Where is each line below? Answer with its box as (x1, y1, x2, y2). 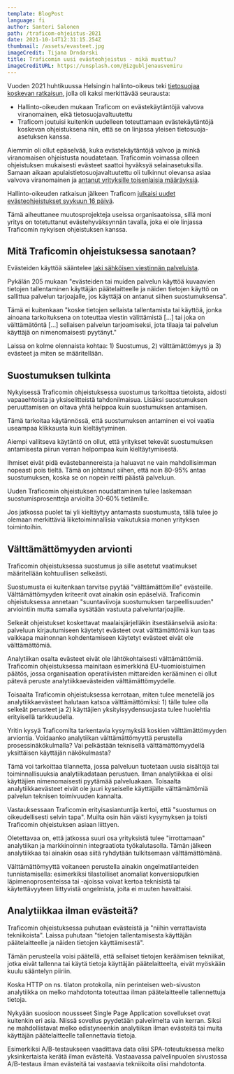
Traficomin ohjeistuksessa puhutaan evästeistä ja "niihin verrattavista (7, 923, 207, 932)
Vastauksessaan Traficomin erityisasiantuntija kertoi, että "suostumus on (7, 806, 217, 814)
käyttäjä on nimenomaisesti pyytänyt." (7, 328, 117, 337)
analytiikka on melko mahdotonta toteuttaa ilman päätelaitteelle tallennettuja (7, 988, 226, 996)
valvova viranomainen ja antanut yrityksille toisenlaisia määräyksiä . (7, 176, 200, 184)
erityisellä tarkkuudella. (7, 713, 75, 721)
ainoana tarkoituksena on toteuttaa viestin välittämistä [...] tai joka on (7, 313, 205, 322)
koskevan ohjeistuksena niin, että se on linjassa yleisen (17, 125, 176, 133)
